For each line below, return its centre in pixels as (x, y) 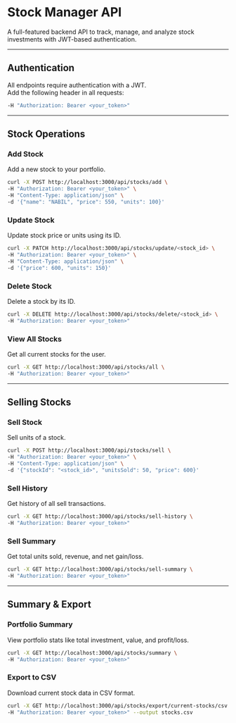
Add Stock (26, 154)
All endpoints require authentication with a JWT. (77, 85)
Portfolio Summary (40, 624)
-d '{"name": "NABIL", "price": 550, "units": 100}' (86, 202)
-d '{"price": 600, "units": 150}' (59, 268)
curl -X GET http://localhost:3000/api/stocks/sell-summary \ (100, 569)
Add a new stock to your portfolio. (57, 169)
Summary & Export (49, 604)
